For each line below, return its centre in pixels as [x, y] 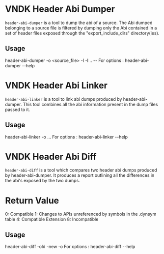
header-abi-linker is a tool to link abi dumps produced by [64, 99]
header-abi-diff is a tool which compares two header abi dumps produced [81, 170]
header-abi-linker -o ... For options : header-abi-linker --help [67, 137]
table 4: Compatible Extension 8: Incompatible [52, 219]
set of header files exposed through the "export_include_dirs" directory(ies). [82, 33]
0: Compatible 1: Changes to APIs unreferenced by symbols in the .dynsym [81, 214]
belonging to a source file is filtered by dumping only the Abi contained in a [81, 28]
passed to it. [18, 110]
